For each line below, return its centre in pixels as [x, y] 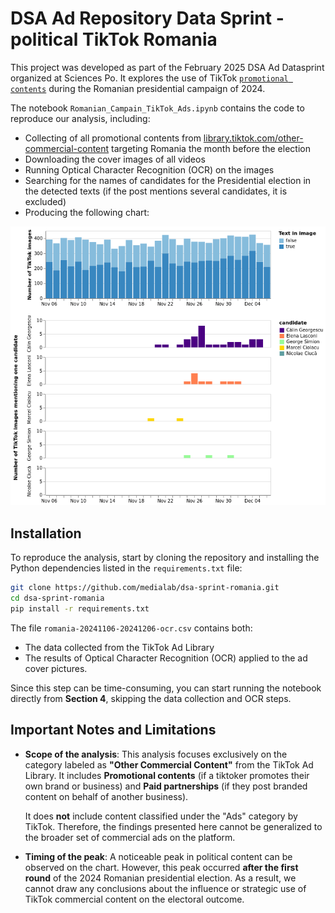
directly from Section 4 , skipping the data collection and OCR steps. [151, 698]
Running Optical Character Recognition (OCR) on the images [149, 169]
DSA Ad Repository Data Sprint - [147, 18]
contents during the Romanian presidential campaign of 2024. [138, 88]
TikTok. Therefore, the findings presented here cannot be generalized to [173, 826]
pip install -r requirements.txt [80, 608]
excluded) [45, 201]
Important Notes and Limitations [113, 730]
